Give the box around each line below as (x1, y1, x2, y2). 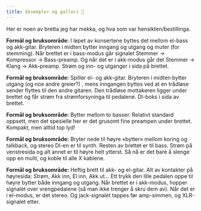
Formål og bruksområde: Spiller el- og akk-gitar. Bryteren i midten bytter (6, 74, 187, 81)
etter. (26, 198, 40, 205)
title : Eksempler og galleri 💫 (6, 8, 85, 15)
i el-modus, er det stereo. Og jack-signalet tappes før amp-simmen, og (6, 191, 181, 198)
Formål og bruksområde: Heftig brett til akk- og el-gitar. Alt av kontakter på (6, 166, 193, 173)
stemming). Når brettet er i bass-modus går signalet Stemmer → (6, 49, 165, 57)
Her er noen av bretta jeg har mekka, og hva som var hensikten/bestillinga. (6, 25, 191, 32)
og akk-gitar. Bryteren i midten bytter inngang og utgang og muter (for (6, 43, 180, 50)
